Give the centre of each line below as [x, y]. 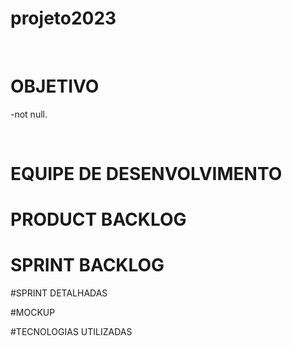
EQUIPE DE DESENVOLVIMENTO [146, 174]
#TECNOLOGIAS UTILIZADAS [71, 332]
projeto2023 [63, 18]
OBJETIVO [55, 86]
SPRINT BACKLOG [87, 265]
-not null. [29, 114]
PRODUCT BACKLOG [98, 219]
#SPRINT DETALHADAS [59, 293]
